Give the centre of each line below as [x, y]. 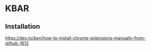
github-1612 [17, 43]
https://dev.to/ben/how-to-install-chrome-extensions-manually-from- [75, 38]
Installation [23, 26]
